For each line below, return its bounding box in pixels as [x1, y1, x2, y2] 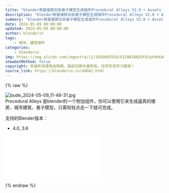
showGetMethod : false [5, 59, 51, 64]
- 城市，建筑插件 [14, 40, 45, 45]
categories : [5, 45, 30, 50]
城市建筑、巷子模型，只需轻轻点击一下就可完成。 [14, 105, 116, 110]
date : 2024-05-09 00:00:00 [5, 21, 62, 27]
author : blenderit [5, 31, 44, 36]
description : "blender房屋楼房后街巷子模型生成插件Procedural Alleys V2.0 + [5, 12, 159, 17]
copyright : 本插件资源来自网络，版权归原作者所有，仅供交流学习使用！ [5, 64, 135, 69]
